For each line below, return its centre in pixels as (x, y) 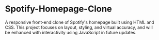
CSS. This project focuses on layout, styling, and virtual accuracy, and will (79, 27)
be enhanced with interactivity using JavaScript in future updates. (71, 32)
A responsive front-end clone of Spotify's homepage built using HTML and (79, 22)
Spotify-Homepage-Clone (59, 9)
